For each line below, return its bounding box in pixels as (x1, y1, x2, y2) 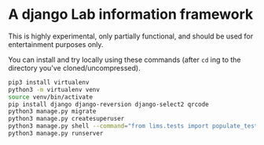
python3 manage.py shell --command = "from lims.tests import (8, 122, 210, 130)
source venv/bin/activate (8, 92, 93, 101)
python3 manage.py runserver (8, 129, 104, 138)
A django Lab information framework (8, 5, 254, 24)
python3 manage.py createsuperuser (8, 115, 125, 123)
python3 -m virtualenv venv (8, 85, 101, 93)
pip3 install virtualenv (8, 78, 90, 86)
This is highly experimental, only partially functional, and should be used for (8, 31, 254, 41)
